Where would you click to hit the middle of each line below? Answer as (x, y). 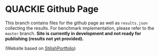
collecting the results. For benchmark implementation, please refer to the (80, 28)
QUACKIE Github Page (52, 9)
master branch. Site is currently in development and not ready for (73, 33)
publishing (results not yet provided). (44, 39)
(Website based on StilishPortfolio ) (40, 48)
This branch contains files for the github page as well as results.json (77, 23)
